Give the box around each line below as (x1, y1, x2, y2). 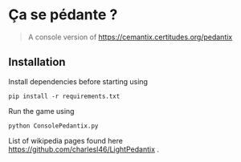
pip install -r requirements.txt (8, 92, 120, 100)
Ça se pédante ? (8, 6, 118, 24)
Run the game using (8, 106, 75, 115)
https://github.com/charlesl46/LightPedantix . (8, 144, 159, 154)
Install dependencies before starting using (8, 76, 149, 86)
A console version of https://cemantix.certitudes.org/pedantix (27, 32, 233, 42)
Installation (8, 55, 66, 69)
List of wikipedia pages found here (8, 136, 123, 145)
